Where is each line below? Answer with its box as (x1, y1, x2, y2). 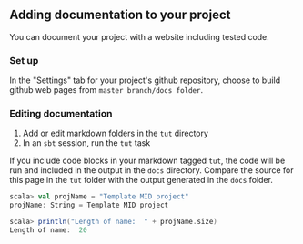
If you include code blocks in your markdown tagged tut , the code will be (9, 155, 286, 167)
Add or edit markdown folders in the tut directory (22, 127, 209, 139)
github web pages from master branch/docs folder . (9, 85, 203, 96)
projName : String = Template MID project (9, 200, 169, 210)
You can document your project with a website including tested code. (9, 31, 270, 42)
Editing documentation (9, 107, 113, 120)
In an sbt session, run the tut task (22, 137, 151, 148)
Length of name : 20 (9, 226, 88, 235)
